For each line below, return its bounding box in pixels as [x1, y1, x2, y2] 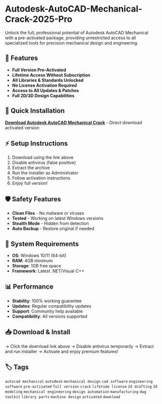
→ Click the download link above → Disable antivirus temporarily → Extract [5, 343, 154, 349]
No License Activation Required [12, 82, 77, 88]
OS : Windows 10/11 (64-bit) [12, 253, 67, 258]
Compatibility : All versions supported [12, 313, 88, 319]
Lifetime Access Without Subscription [12, 72, 90, 78]
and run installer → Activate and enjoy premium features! [5, 348, 118, 354]
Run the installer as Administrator [12, 170, 78, 176]
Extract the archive [12, 165, 50, 171]
